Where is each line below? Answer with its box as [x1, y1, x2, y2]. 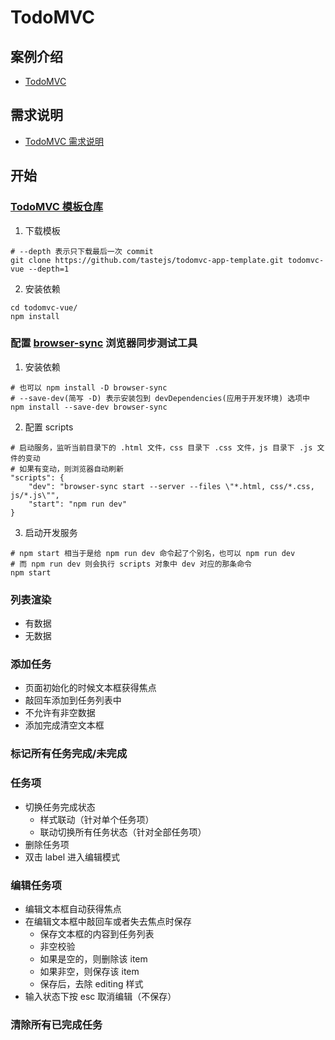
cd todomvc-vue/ [10, 302, 78, 313]
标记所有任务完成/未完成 [10, 747, 128, 761]
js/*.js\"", [10, 490, 60, 500]
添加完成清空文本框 [24, 719, 105, 731]
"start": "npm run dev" [28, 499, 128, 509]
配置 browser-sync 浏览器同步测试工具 [10, 336, 198, 350]
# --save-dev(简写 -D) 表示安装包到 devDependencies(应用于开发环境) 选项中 [10, 393, 310, 403]
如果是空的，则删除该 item [39, 952, 148, 965]
